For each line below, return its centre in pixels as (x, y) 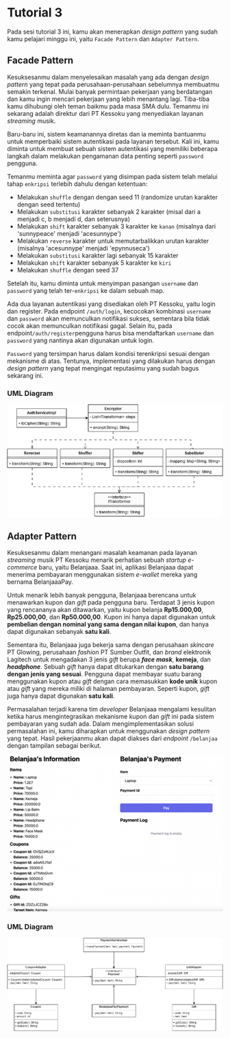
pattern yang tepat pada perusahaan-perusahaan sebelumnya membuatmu (113, 84)
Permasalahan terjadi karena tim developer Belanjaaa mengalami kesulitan (112, 709)
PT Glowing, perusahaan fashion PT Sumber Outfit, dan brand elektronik (109, 652)
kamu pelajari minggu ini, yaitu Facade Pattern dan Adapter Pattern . (103, 38)
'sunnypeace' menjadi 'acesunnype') (69, 233)
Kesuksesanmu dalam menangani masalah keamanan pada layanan (102, 553)
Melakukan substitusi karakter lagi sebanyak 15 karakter (98, 255)
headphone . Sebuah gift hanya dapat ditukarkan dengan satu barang (105, 667)
